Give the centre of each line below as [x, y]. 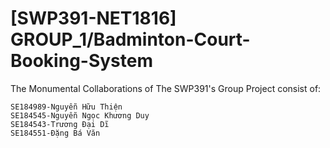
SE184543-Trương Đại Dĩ [60, 124]
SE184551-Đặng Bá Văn [55, 133]
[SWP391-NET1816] [93, 18]
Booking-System [82, 61]
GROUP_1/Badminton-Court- [130, 39]
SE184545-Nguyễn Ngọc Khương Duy [80, 115]
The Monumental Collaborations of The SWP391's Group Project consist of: [166, 88]
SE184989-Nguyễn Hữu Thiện [66, 107]
